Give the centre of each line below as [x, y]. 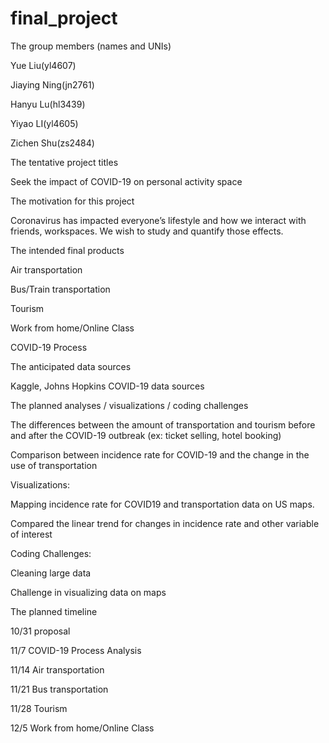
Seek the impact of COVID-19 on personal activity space [126, 181]
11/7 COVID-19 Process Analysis [76, 650]
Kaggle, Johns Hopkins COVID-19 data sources [107, 386]
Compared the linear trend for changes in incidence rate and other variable [165, 523]
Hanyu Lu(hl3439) [48, 104]
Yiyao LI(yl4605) [44, 123]
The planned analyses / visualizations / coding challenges [129, 405]
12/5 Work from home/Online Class [82, 728]
